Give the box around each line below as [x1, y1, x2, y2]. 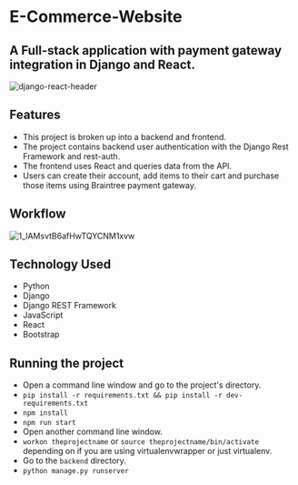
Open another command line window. [22, 426, 164, 438]
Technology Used [9, 257, 112, 272]
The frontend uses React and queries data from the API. [22, 160, 233, 171]
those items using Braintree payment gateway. [22, 179, 197, 190]
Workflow [9, 207, 66, 222]
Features [9, 107, 61, 123]
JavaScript [22, 309, 64, 320]
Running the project [9, 355, 124, 370]
